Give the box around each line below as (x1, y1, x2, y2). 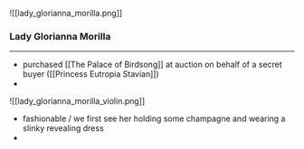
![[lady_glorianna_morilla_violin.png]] (9, 96, 146, 107)
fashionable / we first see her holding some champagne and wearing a (22, 113, 286, 125)
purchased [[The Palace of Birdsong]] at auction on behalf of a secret (22, 59, 282, 70)
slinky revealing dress (22, 123, 104, 134)
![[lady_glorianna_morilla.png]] (9, 8, 123, 18)
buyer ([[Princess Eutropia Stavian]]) (22, 69, 160, 79)
